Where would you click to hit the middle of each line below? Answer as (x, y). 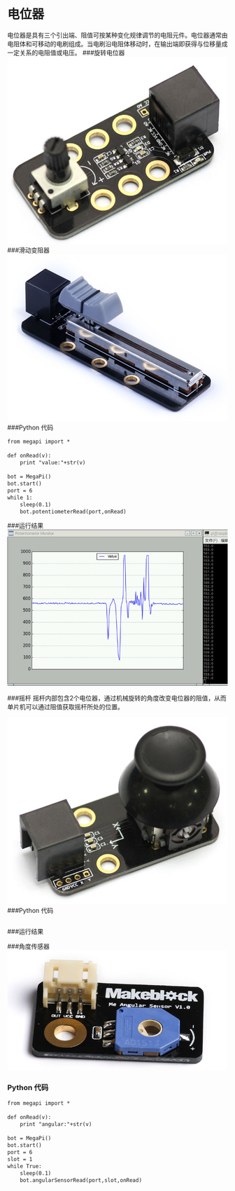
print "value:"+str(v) (53, 462)
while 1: (20, 497)
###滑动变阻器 (29, 250)
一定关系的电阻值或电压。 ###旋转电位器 (66, 53)
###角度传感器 (29, 946)
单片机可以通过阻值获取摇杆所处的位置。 (65, 707)
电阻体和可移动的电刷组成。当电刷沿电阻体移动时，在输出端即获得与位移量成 (117, 43)
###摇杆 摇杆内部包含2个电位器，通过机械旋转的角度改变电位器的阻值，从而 (117, 698)
